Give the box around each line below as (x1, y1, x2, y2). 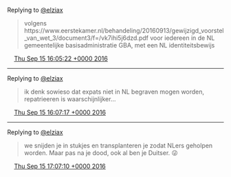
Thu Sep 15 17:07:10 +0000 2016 (13, 162, 107, 170)
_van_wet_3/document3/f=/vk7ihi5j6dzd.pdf (23, 34, 149, 42)
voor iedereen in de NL (150, 34, 215, 42)
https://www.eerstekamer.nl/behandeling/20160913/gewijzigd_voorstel (23, 27, 224, 34)
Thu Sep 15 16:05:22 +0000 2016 (13, 54, 108, 63)
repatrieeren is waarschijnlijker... (23, 95, 116, 103)
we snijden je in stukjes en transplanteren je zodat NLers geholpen (23, 141, 213, 149)
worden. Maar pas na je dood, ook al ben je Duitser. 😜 (23, 149, 179, 157)
